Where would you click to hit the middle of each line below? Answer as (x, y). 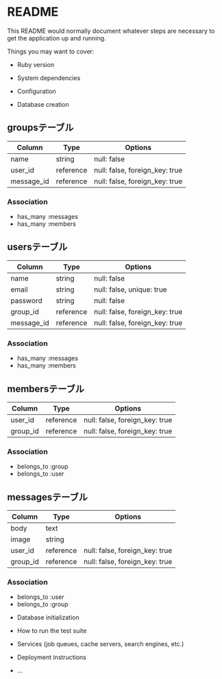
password (26, 300)
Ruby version (36, 64)
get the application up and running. (57, 38)
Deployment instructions (52, 657)
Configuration (36, 91)
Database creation (43, 104)
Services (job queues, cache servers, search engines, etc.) (100, 644)
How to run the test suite (52, 631)
